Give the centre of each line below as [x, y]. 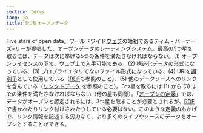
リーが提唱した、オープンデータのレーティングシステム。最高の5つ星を [104, 48]
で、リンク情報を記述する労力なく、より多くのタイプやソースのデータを [96, 117]
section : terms [25, 12]
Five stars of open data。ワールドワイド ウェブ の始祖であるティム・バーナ [98, 41]
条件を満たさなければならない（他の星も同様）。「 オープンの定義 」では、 [107, 94]
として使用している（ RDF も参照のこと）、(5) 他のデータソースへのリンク [107, 79]
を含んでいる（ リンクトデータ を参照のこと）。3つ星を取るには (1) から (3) [98, 86]
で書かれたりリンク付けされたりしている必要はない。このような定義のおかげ [102, 109]
